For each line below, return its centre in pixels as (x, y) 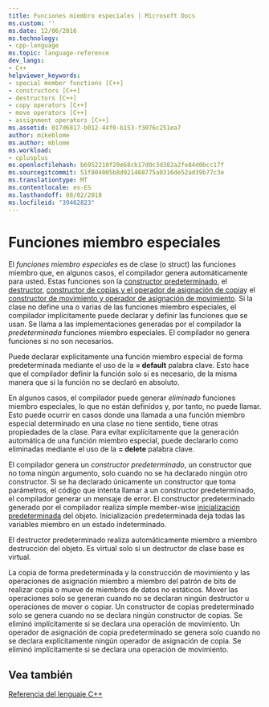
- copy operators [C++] (48, 105)
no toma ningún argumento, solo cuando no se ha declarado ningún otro (128, 473)
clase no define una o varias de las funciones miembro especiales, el (122, 307)
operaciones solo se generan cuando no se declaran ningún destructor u (129, 599)
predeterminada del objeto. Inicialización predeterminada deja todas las (127, 516)
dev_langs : (26, 61)
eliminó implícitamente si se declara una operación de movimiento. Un (124, 624)
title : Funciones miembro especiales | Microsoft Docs (102, 16)
